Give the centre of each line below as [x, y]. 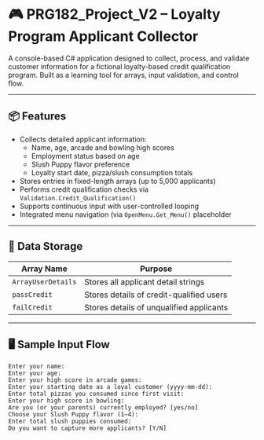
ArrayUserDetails [44, 282]
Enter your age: [35, 373]
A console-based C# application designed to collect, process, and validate [129, 58]
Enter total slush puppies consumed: [70, 422]
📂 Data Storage [46, 246]
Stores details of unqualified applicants [156, 307]
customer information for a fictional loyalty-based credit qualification [119, 66]
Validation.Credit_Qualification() [78, 198]
